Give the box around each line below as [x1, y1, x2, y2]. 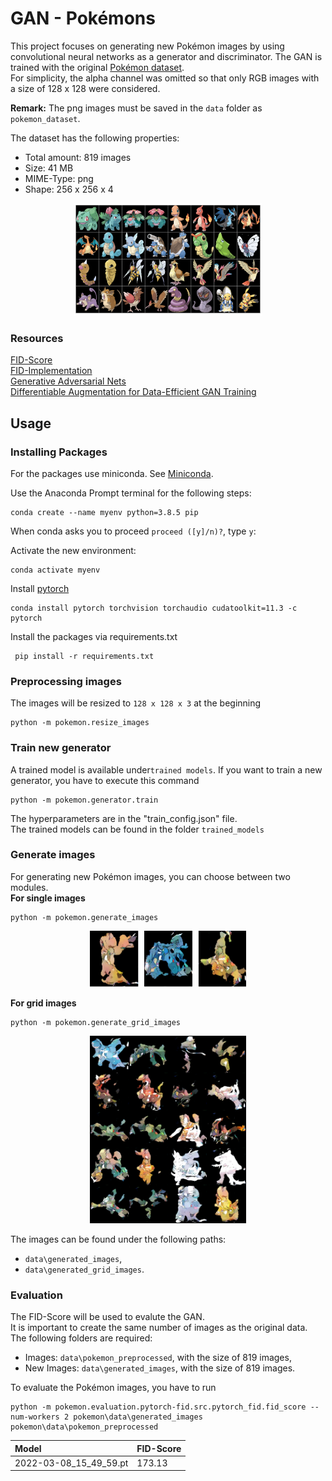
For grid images [10, 997, 77, 1009]
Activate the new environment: [10, 544, 137, 556]
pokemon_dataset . [10, 112, 81, 124]
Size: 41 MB [24, 162, 74, 174]
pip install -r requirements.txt [14, 651, 155, 661]
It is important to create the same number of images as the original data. [10, 1322, 308, 1334]
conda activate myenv [10, 565, 101, 575]
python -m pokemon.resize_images [10, 718, 150, 728]
